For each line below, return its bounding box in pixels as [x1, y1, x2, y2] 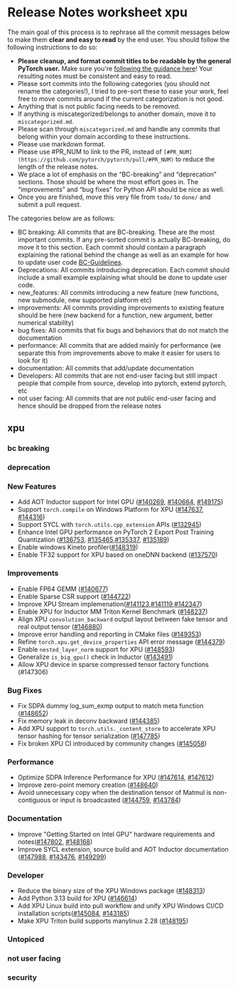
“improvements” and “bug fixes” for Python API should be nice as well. [17, 185, 225, 193]
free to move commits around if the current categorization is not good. [17, 94, 225, 103]
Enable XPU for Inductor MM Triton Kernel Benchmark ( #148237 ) [17, 607, 208, 616]
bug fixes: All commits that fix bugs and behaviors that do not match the [17, 326, 229, 334]
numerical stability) [17, 318, 75, 327]
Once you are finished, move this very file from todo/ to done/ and [17, 193, 211, 201]
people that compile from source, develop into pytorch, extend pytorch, [17, 378, 227, 387]
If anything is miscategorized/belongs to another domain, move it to [17, 109, 216, 118]
